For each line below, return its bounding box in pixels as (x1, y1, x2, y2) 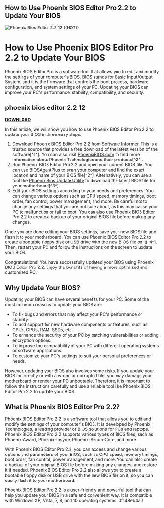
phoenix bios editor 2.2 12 (5, 104, 86, 112)
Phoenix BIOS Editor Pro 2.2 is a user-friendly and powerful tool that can (5, 487, 151, 493)
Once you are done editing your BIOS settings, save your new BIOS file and (5, 228, 157, 235)
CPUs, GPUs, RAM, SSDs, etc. (12, 327, 73, 333)
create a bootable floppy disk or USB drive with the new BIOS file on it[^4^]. (5, 239, 158, 245)
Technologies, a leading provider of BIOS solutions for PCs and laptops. (5, 427, 150, 432)
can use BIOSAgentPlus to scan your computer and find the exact (12, 167, 145, 173)
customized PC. (5, 269, 37, 275)
